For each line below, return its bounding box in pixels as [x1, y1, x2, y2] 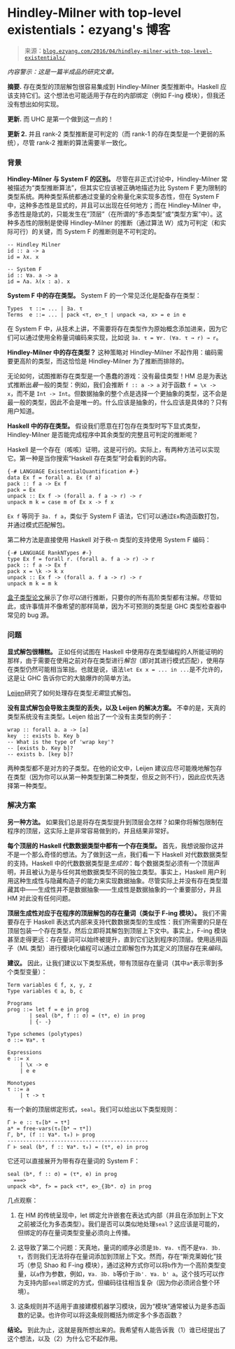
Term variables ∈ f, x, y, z [7, 981, 92, 988]
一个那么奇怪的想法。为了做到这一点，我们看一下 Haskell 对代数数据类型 [19, 850, 228, 859]
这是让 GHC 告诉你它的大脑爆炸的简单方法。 [7, 674, 135, 682]
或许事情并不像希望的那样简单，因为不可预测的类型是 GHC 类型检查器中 [19, 602, 227, 611]
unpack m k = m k [7, 580, 58, 588]
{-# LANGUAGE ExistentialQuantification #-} [7, 468, 139, 476]
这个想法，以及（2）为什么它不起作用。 [7, 1334, 122, 1343]
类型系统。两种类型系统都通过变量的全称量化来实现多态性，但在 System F [7, 193, 220, 201]
